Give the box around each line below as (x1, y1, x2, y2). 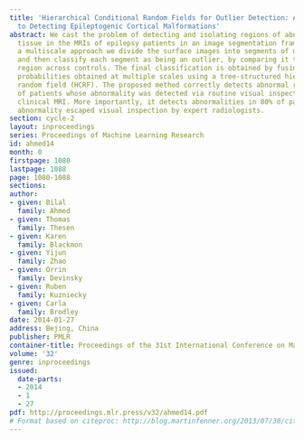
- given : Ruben (9, 282, 67, 291)
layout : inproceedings (9, 123, 95, 132)
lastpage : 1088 (9, 164, 67, 173)
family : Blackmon (17, 240, 83, 249)
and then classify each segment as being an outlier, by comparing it (17, 55, 290, 64)
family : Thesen (17, 223, 75, 232)
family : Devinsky (17, 274, 83, 283)
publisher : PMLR (9, 332, 71, 342)
